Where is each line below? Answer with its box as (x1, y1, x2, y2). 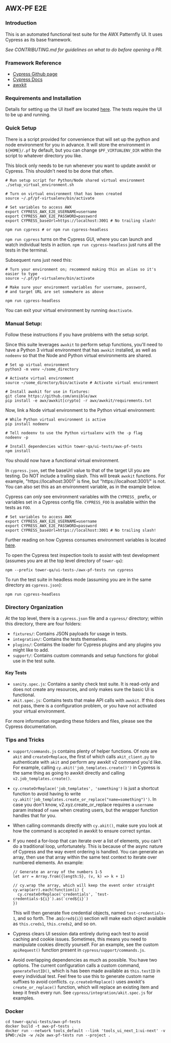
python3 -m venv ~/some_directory (5, 366, 79, 372)
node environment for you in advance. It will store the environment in (5, 141, 150, 148)
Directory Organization (5, 603, 64, 611)
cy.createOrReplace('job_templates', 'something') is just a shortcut (12, 785, 159, 791)
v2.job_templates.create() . (12, 775, 71, 781)
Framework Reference (5, 59, 62, 66)
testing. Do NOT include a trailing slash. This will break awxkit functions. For (5, 472, 165, 478)
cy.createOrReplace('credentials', (17, 891, 93, 897)
